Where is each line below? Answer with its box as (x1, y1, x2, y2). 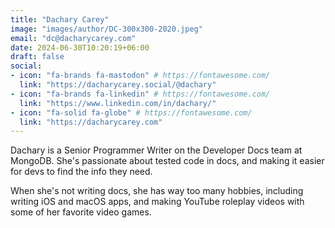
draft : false (10, 52, 65, 62)
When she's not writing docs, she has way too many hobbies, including (10, 185, 304, 197)
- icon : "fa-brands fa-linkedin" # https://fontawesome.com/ (10, 89, 271, 99)
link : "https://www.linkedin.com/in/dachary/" (19, 98, 217, 108)
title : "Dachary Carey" (10, 14, 110, 25)
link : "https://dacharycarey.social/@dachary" (19, 80, 217, 90)
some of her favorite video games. (10, 206, 152, 218)
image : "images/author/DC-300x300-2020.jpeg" (10, 24, 203, 34)
